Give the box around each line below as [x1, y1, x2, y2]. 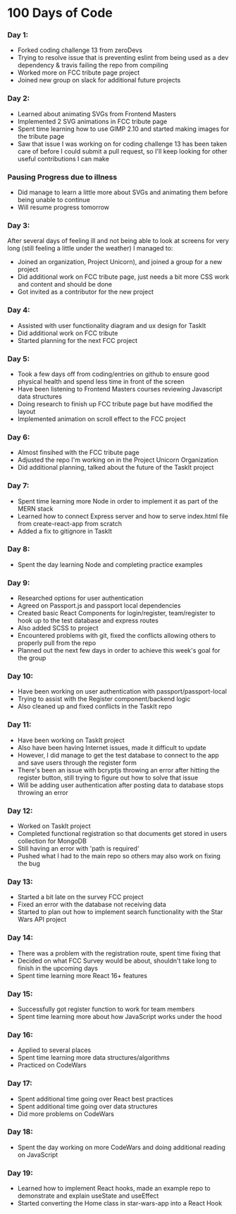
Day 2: [7, 94, 30, 104]
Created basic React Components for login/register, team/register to [17, 609, 216, 618]
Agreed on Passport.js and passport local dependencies [17, 601, 181, 610]
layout [17, 407, 36, 415]
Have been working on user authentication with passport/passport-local [17, 687, 228, 696]
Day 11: [7, 720, 32, 730]
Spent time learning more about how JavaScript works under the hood [17, 1012, 222, 1020]
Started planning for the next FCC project [17, 336, 138, 344]
